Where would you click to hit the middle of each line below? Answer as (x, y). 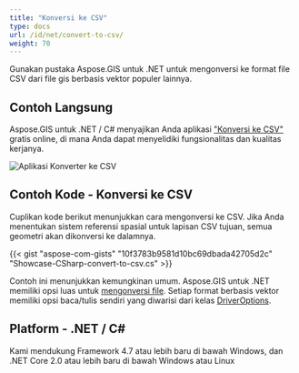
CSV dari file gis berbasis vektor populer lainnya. (101, 79)
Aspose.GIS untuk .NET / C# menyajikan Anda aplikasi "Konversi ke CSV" (147, 129)
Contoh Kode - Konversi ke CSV (101, 195)
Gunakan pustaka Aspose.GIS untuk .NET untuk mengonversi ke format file (150, 69)
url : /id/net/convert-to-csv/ (67, 35)
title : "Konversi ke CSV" (58, 18)
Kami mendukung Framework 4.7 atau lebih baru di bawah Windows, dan (146, 350)
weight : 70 (30, 43)
